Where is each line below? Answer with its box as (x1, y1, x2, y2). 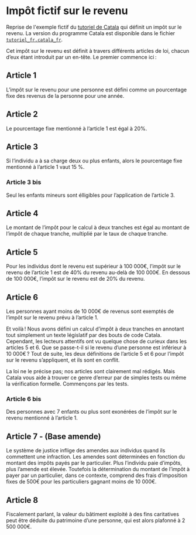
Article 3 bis (6, 178, 42, 186)
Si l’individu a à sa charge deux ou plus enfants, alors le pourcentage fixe (6, 157, 183, 165)
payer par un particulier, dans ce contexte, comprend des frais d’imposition (6, 472, 188, 479)
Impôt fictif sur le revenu (6, 4, 128, 18)
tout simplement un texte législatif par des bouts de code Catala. (6, 332, 162, 339)
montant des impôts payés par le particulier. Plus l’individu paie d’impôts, (6, 459, 183, 466)
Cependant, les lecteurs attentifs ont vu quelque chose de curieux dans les (6, 338, 187, 345)
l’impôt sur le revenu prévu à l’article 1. (6, 314, 98, 321)
